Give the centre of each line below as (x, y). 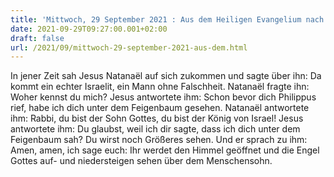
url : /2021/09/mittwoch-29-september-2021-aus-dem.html (129, 47)
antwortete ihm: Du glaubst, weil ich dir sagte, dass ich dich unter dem (155, 129)
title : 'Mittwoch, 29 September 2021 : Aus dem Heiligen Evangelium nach (167, 19)
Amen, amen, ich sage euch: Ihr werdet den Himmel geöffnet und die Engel (165, 150)
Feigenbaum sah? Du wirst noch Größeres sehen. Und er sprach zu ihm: (159, 140)
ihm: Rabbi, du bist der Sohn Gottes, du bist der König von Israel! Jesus (157, 118)
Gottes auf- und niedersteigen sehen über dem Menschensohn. (141, 161)
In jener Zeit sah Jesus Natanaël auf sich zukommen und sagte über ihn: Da (166, 76)
